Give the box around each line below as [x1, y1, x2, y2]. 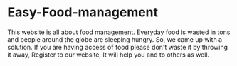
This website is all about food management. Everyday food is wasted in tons [7, 28, 231, 36]
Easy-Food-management [7, 4, 159, 21]
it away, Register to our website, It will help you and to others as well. [7, 50, 210, 59]
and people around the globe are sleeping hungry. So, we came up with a [7, 35, 223, 43]
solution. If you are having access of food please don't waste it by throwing [7, 43, 228, 51]
